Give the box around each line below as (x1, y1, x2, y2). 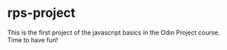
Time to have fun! (7, 35, 58, 44)
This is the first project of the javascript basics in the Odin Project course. (7, 28, 221, 37)
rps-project (7, 5, 76, 21)
